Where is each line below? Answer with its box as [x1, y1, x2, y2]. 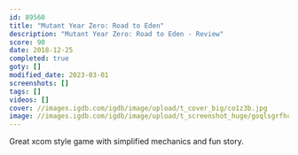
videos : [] [9, 95, 50, 105]
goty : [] [9, 63, 42, 72]
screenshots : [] [9, 79, 69, 88]
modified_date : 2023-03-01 [9, 71, 109, 80]
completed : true [9, 54, 69, 63]
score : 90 [9, 37, 46, 47]
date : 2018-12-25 [9, 46, 74, 55]
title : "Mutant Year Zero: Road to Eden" [9, 21, 165, 30]
